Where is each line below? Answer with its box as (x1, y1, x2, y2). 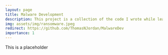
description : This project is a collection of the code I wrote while (5, 16, 155, 21)
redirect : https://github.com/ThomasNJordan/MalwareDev (5, 26, 124, 31)
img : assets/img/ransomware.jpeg (5, 21, 75, 26)
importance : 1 (5, 30, 35, 35)
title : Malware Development (5, 12, 64, 17)
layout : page (5, 7, 32, 12)
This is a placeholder (5, 44, 48, 50)
